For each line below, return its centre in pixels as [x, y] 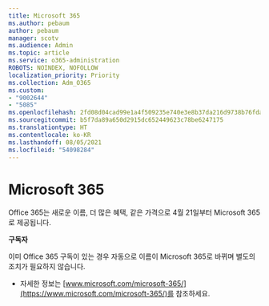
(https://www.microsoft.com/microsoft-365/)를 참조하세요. [115, 294]
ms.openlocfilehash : [43, 113]
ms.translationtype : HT [48, 127]
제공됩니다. [34, 223]
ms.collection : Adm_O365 [50, 83]
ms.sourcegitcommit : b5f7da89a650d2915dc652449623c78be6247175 [116, 120]
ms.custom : [26, 90]
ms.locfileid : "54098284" [51, 150]
